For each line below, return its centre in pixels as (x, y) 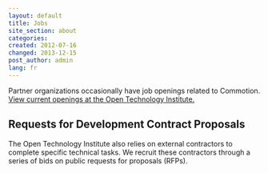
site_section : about (43, 30)
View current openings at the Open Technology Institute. (102, 99)
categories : (28, 38)
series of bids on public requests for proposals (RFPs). (98, 160)
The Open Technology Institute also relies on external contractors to (121, 143)
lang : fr (23, 68)
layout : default (35, 16)
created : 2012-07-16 (43, 46)
